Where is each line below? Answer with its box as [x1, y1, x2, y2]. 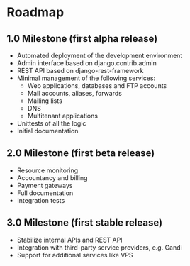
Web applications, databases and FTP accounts [27, 82, 167, 89]
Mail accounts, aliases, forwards [27, 89, 122, 97]
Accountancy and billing [16, 173, 88, 182]
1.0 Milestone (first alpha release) [6, 33, 158, 45]
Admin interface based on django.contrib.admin [16, 59, 157, 67]
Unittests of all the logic [16, 119, 86, 128]
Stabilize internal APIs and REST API [16, 235, 123, 244]
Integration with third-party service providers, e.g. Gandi [16, 243, 182, 252]
